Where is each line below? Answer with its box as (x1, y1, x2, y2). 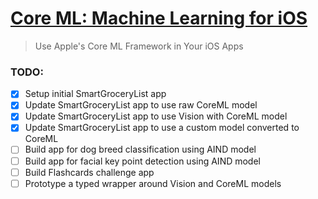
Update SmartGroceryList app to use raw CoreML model (24, 99, 258, 111)
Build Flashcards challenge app (24, 166, 155, 178)
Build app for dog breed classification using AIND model (24, 143, 257, 156)
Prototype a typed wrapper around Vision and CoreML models (24, 177, 282, 189)
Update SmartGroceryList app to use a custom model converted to (24, 122, 300, 134)
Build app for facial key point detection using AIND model (24, 155, 261, 167)
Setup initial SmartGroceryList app (24, 88, 167, 100)
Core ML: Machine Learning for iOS (10, 7, 308, 30)
